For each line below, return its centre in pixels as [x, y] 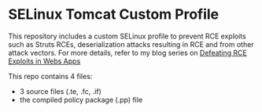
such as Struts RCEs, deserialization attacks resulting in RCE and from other [131, 44]
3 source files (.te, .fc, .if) [61, 91]
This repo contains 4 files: [50, 76]
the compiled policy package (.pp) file [81, 99]
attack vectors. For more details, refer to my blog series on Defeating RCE [128, 52]
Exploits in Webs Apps [44, 61]
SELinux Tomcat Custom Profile [114, 14]
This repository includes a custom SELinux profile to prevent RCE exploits [127, 36]
